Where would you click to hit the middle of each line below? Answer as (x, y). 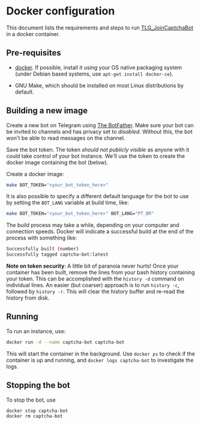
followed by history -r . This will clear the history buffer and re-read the (95, 292)
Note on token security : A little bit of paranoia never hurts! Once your (92, 266)
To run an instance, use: (36, 331)
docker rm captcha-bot (34, 416)
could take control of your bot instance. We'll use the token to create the (95, 156)
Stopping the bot (38, 385)
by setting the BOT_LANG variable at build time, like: (67, 203)
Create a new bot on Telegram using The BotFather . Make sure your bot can (100, 125)
